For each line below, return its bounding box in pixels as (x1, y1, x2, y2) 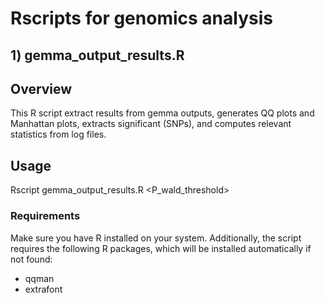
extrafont (24, 283, 63, 295)
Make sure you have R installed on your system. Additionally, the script (10, 232, 302, 244)
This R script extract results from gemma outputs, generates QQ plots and (10, 107, 315, 119)
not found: (10, 253, 53, 265)
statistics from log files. (10, 128, 107, 141)
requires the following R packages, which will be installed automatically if (10, 242, 312, 254)
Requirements (10, 209, 81, 223)
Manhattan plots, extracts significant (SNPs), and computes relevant (10, 118, 292, 130)
